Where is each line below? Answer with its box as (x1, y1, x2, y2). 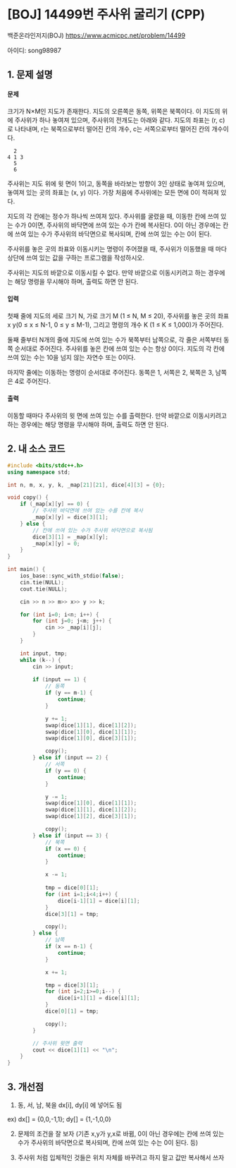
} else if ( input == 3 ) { (32, 832, 109, 839)
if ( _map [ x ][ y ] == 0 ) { (20, 500, 90, 508)
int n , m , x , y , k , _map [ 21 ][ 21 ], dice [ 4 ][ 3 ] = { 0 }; (7, 481, 166, 488)
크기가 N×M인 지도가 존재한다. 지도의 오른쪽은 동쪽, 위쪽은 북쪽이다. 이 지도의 (7, 107, 221, 115)
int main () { (7, 566, 46, 573)
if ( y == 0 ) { (44, 767, 87, 774)
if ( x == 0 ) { (44, 845, 87, 853)
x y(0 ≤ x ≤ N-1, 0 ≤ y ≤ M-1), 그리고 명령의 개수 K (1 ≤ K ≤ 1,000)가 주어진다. (7, 320, 224, 329)
